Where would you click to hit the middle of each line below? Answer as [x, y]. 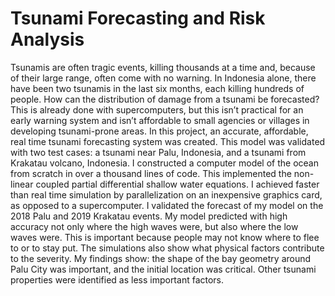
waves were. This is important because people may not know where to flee [165, 237]
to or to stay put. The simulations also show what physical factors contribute [167, 248]
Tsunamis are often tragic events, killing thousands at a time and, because [163, 67]
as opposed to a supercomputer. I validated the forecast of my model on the [167, 205]
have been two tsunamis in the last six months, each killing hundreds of [157, 88]
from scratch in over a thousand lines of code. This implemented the [151, 173]
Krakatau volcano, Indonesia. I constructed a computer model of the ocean [164, 163]
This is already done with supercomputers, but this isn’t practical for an [157, 109]
